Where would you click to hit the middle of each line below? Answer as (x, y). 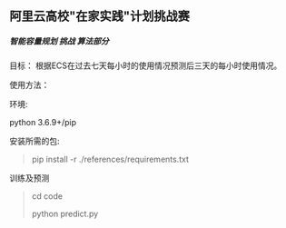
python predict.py (65, 214)
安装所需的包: (35, 141)
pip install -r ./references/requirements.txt (110, 159)
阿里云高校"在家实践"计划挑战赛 (100, 16)
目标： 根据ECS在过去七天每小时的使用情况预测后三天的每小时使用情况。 (146, 65)
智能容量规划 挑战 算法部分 (59, 41)
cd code (47, 196)
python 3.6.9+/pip (43, 123)
